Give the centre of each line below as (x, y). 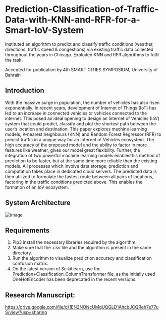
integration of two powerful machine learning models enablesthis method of (83, 155)
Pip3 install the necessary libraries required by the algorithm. (75, 242)
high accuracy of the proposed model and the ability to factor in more (76, 145)
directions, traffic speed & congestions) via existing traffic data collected (79, 49)
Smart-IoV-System (45, 30)
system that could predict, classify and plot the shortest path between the (81, 123)
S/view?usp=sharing (26, 313)
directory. (22, 253)
